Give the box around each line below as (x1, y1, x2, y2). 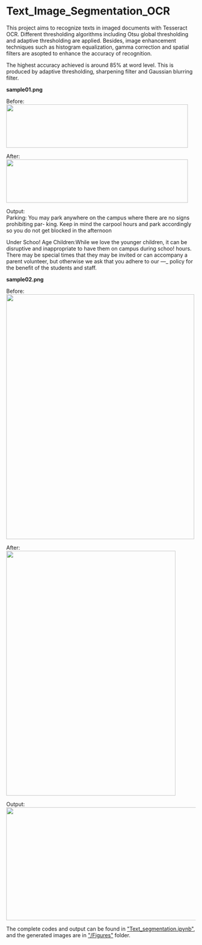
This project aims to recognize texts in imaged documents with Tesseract (6, 24, 188, 31)
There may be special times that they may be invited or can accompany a (6, 251, 188, 259)
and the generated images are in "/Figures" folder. (6, 931, 131, 938)
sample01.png (6, 86, 43, 93)
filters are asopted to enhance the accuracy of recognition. (6, 49, 152, 57)
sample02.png (6, 275, 44, 283)
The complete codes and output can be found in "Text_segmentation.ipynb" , (6, 925, 195, 932)
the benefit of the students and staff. (6, 264, 97, 271)
